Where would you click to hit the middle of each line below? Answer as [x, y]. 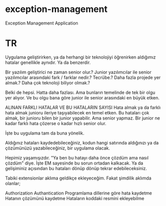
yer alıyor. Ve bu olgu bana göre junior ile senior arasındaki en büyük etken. [82, 97]
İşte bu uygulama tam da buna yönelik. [45, 133]
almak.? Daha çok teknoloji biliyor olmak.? [48, 82]
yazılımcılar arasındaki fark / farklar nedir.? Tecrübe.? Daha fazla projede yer [83, 77]
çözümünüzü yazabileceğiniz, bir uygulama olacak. [58, 148]
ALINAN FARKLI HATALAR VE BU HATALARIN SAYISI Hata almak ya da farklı [83, 107]
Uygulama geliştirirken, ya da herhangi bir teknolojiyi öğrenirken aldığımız [81, 57]
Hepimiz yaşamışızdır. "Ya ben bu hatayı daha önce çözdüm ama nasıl [77, 157]
